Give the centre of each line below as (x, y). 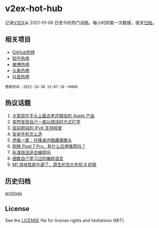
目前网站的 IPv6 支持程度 (37, 128)
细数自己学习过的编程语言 (38, 158)
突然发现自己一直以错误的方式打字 (46, 122)
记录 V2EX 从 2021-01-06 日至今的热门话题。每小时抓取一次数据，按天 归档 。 (81, 22)
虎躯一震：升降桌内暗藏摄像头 (42, 140)
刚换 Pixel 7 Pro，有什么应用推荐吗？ (49, 146)
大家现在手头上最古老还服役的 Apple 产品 (53, 116)
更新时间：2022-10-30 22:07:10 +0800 (41, 87)
